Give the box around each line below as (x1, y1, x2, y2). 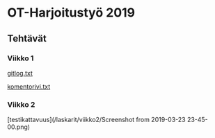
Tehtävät (7, 33, 47, 44)
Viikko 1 (7, 53, 34, 63)
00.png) (7, 123, 30, 131)
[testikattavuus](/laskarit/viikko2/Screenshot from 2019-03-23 (7, 116, 186, 124)
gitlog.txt (7, 69, 33, 77)
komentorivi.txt (7, 82, 51, 91)
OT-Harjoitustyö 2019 (7, 5, 136, 21)
